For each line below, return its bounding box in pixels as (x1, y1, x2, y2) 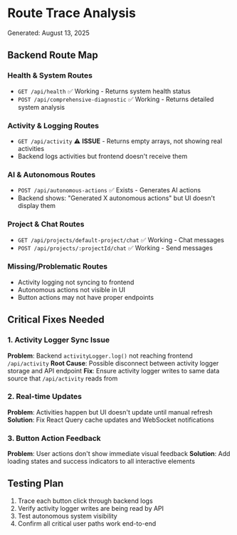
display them (17, 202, 56, 210)
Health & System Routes (7, 71, 93, 80)
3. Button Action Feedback (7, 433, 101, 443)
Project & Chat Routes (7, 219, 85, 229)
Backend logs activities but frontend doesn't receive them (17, 152, 188, 160)
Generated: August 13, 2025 (7, 28, 90, 37)
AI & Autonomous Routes (7, 170, 96, 180)
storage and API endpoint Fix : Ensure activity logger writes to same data (7, 366, 220, 375)
